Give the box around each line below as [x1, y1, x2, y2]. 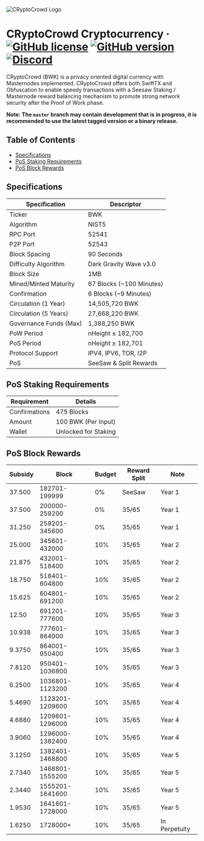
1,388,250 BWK [87, 319, 135, 327]
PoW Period [9, 329, 43, 338]
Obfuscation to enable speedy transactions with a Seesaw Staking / [6, 86, 176, 93]
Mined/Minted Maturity [9, 279, 75, 288]
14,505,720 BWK [87, 299, 139, 308]
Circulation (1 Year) [9, 299, 66, 308]
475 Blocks [55, 408, 89, 416]
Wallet [9, 427, 27, 436]
